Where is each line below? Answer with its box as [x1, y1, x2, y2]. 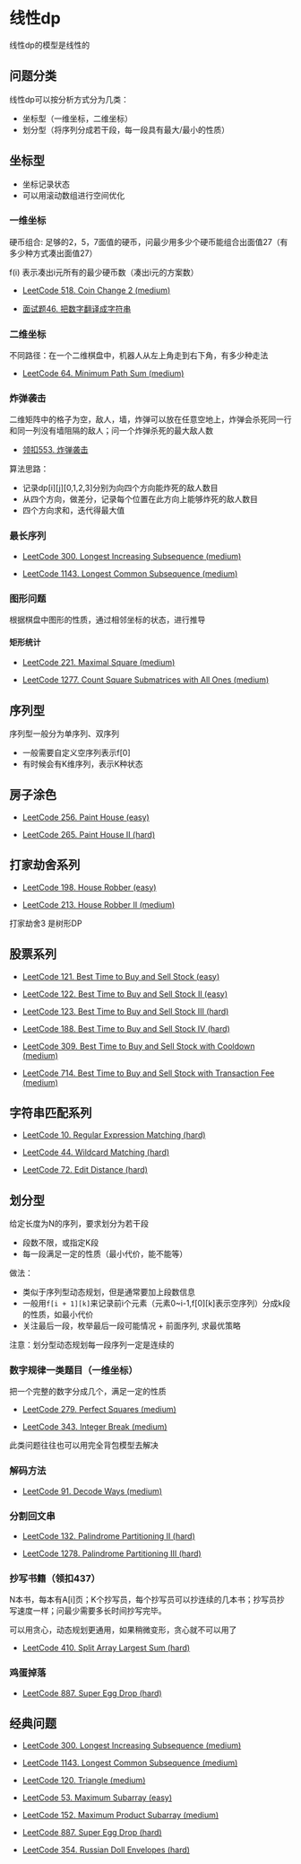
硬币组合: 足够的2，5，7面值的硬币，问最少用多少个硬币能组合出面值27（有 [9, 236, 288, 247]
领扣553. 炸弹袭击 [21, 444, 89, 455]
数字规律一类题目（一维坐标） [9, 1364, 139, 1376]
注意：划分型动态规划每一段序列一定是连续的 [9, 1340, 175, 1350]
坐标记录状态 [21, 179, 70, 189]
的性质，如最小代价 [21, 1309, 94, 1320]
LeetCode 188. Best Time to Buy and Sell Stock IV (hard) [21, 1023, 230, 1033]
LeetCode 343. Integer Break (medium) [21, 1421, 168, 1432]
